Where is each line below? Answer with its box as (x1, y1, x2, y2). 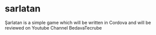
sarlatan (5, 3, 41, 14)
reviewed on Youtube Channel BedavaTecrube (5, 24, 102, 30)
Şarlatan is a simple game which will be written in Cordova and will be (5, 19, 151, 25)
